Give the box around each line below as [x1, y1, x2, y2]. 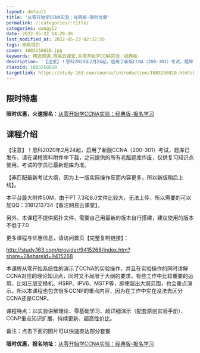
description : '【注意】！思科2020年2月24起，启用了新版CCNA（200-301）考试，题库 [6, 58, 193, 64]
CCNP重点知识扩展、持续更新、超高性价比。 [6, 314, 115, 322]
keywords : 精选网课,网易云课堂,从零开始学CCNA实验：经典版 [6, 53, 138, 59]
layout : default [6, 8, 46, 15]
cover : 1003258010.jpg [6, 48, 62, 54]
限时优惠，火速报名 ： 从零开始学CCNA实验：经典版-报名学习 [6, 110, 155, 117]
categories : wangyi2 [6, 25, 58, 32]
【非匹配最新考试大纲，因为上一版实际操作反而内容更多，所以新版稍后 [6, 174, 179, 181]
